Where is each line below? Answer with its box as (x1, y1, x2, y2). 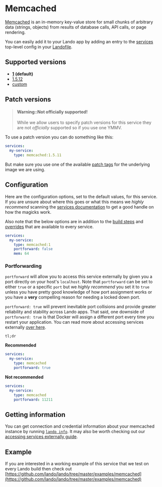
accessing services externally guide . (5, 434, 78, 440)
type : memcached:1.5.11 (14, 153, 62, 158)
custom (12, 81, 28, 87)
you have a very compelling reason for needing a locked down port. (5, 295, 140, 300)
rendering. (5, 29, 26, 35)
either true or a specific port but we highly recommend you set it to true (5, 284, 150, 290)
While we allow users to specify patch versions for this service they (16, 120, 151, 125)
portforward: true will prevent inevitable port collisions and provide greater (5, 304, 156, 310)
